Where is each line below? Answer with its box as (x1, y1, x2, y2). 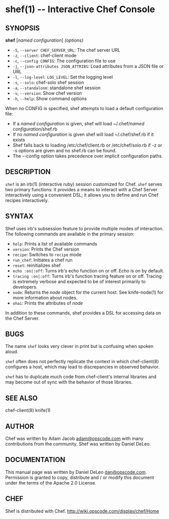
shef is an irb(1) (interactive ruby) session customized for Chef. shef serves (5, 181, 162, 187)
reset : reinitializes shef (12, 262, 61, 268)
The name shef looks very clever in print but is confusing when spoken (5, 343, 154, 350)
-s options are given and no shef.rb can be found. (12, 148, 117, 153)
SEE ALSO (5, 394, 38, 402)
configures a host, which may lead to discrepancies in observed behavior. (5, 364, 160, 370)
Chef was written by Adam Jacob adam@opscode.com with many (5, 435, 144, 442)
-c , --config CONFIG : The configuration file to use (12, 58, 116, 64)
